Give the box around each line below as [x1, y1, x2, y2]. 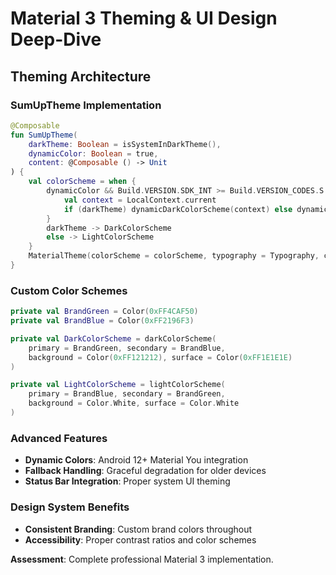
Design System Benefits [10, 500, 130, 514]
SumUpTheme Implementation [10, 98, 162, 112]
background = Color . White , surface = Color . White [28, 398, 240, 409]
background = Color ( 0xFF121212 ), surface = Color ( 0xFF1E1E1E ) [28, 352, 293, 362]
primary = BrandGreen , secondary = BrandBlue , [28, 343, 226, 353]
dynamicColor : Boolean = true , [28, 148, 159, 159]
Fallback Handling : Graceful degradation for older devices [24, 465, 267, 477]
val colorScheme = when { [28, 177, 137, 187]
